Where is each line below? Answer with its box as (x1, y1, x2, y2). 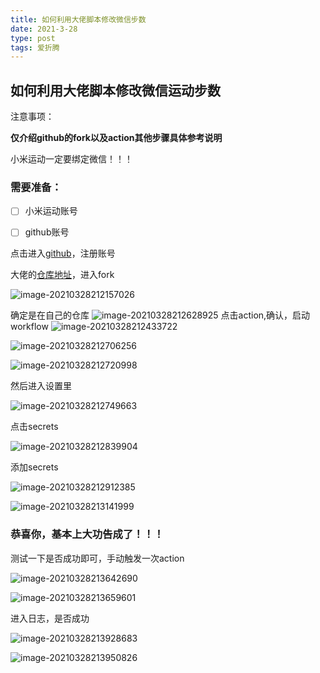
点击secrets (10, 421, 59, 433)
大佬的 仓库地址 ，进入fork (10, 269, 115, 281)
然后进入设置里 (10, 380, 72, 392)
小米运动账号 (24, 205, 78, 217)
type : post (10, 33, 56, 43)
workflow (10, 321, 49, 333)
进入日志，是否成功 (10, 612, 90, 624)
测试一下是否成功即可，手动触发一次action (10, 552, 185, 564)
